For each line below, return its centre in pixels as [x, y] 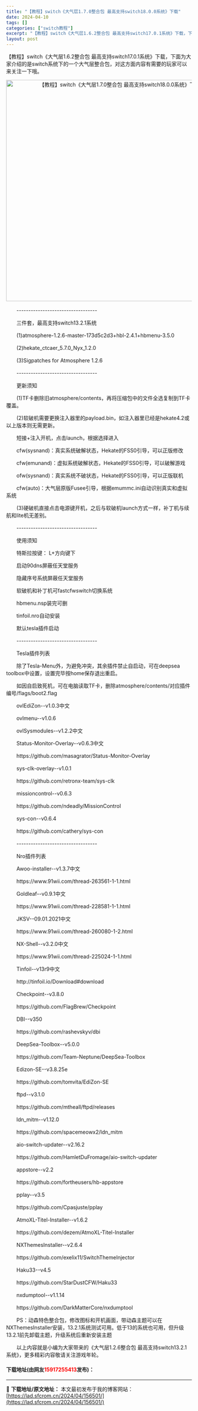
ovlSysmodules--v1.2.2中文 [49, 731]
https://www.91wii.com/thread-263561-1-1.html [73, 881]
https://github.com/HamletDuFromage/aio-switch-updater [87, 1157]
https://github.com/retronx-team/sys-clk [65, 781]
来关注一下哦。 [24, 71]
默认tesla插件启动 [38, 628]
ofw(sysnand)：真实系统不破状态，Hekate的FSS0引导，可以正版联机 [100, 475]
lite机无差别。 [33, 515]
